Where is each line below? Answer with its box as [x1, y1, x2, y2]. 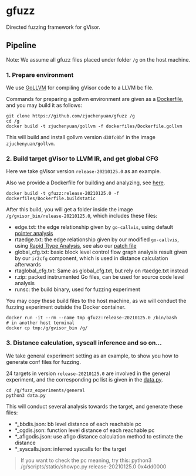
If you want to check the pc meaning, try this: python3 [20, 457, 152, 464]
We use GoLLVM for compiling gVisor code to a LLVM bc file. [6, 84, 154, 92]
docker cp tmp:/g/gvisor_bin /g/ [6, 325, 88, 331]
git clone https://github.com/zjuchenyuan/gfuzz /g [6, 113, 135, 119]
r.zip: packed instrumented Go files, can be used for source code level [14, 274, 185, 281]
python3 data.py [6, 392, 46, 399]
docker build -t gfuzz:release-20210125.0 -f [6, 191, 119, 197]
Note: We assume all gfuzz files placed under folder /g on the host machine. [6, 56, 191, 63]
